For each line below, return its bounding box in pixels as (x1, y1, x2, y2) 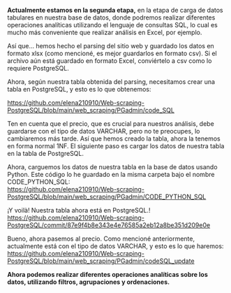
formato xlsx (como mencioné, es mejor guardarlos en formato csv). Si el (7, 49, 218, 57)
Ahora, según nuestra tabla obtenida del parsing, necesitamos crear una (7, 78, 215, 86)
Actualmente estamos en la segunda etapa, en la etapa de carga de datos (7, 6, 223, 14)
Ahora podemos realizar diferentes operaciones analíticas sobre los (7, 271, 208, 278)
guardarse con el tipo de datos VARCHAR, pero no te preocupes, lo (7, 127, 200, 135)
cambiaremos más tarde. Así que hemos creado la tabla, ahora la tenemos (7, 134, 221, 143)
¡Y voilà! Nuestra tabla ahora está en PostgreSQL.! (7, 206, 151, 214)
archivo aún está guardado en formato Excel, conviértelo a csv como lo (7, 57, 212, 65)
